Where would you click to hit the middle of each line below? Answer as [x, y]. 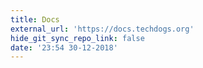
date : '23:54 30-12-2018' [64, 47]
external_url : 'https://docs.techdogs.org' [102, 29]
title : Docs [35, 19]
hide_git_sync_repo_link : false [77, 38]
